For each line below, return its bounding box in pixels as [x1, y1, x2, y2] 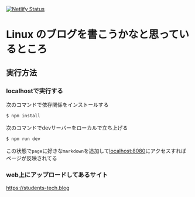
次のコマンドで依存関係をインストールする [6, 101, 109, 108]
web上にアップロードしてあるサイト [6, 171, 108, 179]
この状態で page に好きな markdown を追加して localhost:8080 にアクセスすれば [6, 147, 186, 154]
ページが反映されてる [6, 154, 57, 161]
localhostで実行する [6, 87, 63, 95]
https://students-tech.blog [6, 184, 70, 191]
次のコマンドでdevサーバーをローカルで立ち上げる [6, 124, 128, 131]
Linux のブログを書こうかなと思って [6, 28, 179, 41]
